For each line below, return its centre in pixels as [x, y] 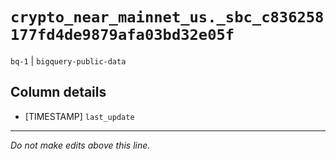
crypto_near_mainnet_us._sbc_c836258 [167, 17]
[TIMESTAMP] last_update [79, 116]
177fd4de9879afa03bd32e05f [122, 35]
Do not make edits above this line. [80, 145]
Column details [58, 92]
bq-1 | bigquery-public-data [68, 60]
